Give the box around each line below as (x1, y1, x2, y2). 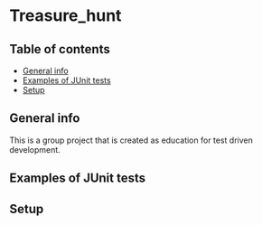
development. (9, 144, 61, 155)
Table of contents (9, 42, 110, 57)
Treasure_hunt (9, 5, 122, 26)
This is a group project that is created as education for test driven (9, 135, 253, 145)
